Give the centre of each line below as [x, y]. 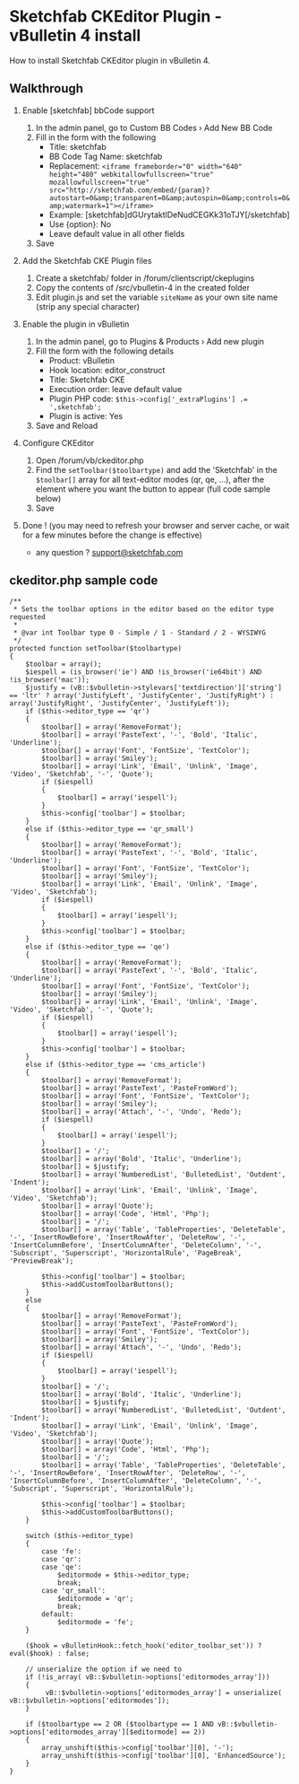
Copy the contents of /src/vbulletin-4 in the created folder [143, 287]
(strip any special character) [88, 306]
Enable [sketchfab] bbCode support [88, 110]
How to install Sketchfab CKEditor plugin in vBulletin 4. [110, 60]
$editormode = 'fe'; [95, 1622]
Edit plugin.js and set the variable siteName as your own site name [157, 297]
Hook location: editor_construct [107, 370]
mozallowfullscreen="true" [99, 182]
